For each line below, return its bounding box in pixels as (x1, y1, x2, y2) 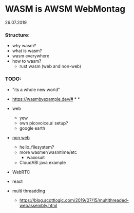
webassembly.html (19, 202, 57, 208)
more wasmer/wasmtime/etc (19, 149, 77, 155)
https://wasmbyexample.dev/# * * (12, 96, 80, 102)
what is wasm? (12, 48, 42, 54)
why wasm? (12, 43, 37, 49)
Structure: (5, 32, 30, 38)
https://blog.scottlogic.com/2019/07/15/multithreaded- (19, 197, 129, 203)
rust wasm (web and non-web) (19, 63, 81, 69)
